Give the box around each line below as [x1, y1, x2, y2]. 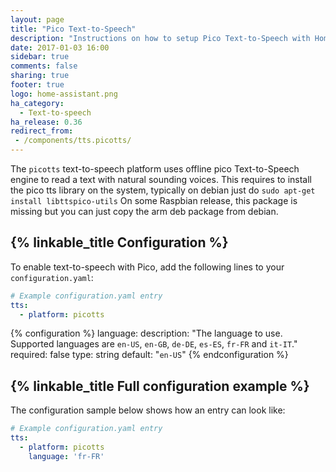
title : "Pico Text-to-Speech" [10, 24, 137, 34]
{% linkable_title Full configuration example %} [10, 377, 310, 395]
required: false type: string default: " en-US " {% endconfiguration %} [10, 349, 289, 361]
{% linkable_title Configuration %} [10, 234, 229, 251]
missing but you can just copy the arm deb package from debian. [10, 206, 279, 217]
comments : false [10, 61, 78, 71]
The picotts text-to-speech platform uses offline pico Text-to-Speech [10, 163, 300, 175]
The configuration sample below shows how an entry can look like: [10, 404, 286, 416]
